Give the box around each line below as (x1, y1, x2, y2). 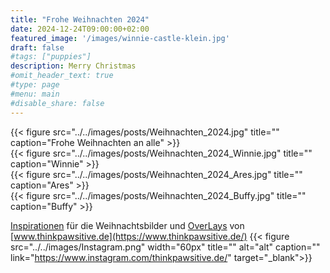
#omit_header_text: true (10, 71, 114, 81)
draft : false (10, 42, 65, 53)
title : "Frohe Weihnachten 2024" (10, 14, 150, 25)
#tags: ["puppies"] (10, 52, 92, 62)
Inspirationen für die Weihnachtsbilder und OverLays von (10, 219, 245, 231)
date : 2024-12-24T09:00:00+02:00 (10, 24, 150, 34)
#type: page (10, 80, 60, 90)
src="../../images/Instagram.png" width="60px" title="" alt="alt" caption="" (10, 241, 321, 253)
